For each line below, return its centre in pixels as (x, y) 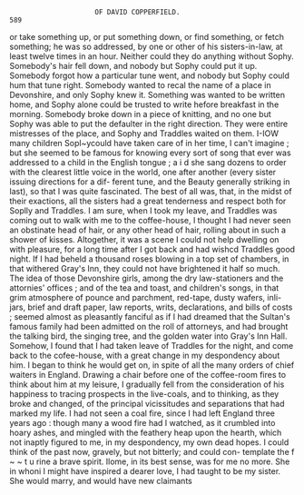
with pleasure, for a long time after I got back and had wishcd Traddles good (152, 249)
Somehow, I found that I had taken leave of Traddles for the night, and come (152, 346)
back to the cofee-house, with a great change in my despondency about (145, 355)
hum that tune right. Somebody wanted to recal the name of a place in (141, 85)
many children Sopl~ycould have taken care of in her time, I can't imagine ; (149, 143)
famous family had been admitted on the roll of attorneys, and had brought (149, 327)
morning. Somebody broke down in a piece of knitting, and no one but (141, 114)
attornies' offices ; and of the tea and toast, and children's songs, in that (144, 288)
